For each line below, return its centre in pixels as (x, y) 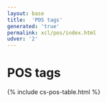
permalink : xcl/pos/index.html (52, 33)
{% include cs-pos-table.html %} (54, 92)
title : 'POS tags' (35, 20)
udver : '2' (23, 39)
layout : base (26, 13)
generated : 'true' (33, 26)
